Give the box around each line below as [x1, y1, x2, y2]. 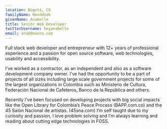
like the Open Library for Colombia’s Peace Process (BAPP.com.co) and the [5, 102, 162, 108]
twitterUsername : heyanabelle [5, 26, 69, 31]
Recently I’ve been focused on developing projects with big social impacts [5, 97, 160, 103]
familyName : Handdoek [5, 12, 51, 17]
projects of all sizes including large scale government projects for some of [5, 76, 160, 82]
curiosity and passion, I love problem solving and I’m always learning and [5, 113, 158, 119]
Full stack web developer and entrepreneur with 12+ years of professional [5, 45, 159, 51]
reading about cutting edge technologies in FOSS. [5, 118, 109, 124]
